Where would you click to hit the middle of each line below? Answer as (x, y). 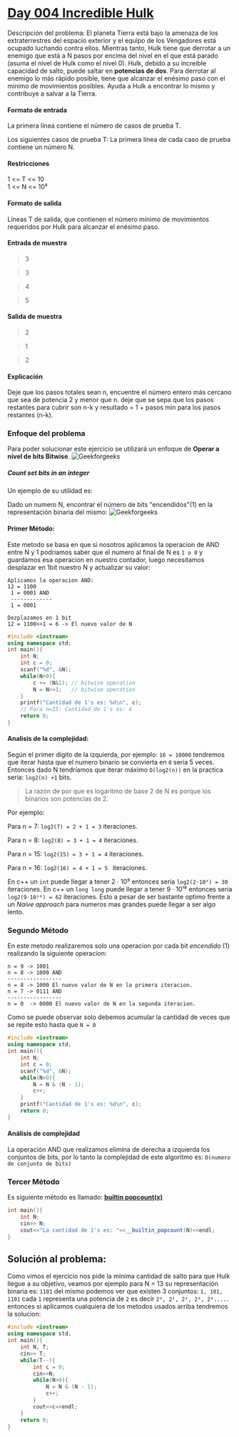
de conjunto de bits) (40, 1164)
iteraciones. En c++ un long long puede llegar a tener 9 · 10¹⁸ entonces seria (120, 889)
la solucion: (24, 1314)
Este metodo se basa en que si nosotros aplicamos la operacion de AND (113, 544)
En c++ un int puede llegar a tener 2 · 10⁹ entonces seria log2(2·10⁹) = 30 (118, 881)
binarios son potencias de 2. (67, 799)
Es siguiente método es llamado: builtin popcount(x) (85, 1197)
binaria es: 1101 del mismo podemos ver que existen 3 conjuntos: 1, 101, (115, 1292)
